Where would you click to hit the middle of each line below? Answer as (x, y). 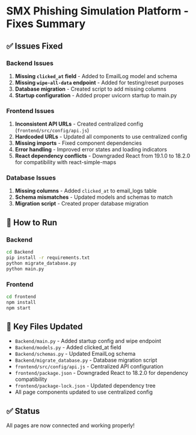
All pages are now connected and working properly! (71, 425)
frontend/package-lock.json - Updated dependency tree (85, 386)
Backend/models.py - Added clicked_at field (68, 347)
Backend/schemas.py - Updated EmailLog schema (75, 354)
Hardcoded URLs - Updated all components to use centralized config (101, 137)
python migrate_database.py (41, 263)
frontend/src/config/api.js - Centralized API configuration (89, 367)
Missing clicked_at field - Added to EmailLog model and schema (96, 76)
